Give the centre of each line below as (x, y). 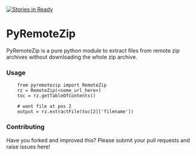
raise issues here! (28, 147)
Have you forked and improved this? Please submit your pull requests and (98, 140)
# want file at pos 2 (44, 107)
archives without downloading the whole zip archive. (72, 57)
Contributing (25, 127)
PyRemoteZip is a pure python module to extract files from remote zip (93, 50)
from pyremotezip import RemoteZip (62, 85)
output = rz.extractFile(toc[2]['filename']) (76, 112)
